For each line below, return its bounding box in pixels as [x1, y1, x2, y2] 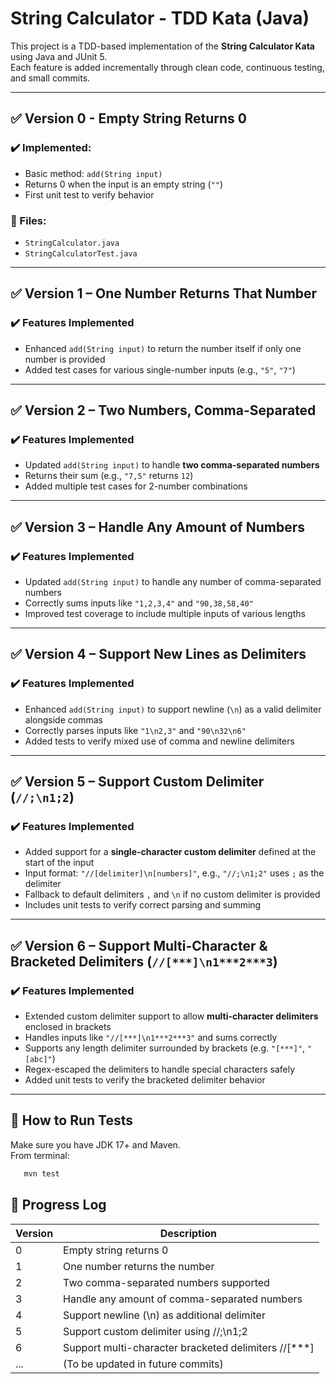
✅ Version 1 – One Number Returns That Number [10, 285, 318, 302]
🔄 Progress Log [10, 1197, 107, 1214]
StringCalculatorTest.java [24, 248, 138, 259]
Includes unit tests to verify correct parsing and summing [24, 899, 262, 911]
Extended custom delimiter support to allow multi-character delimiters [24, 1010, 319, 1022]
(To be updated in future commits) [63, 1357, 224, 1371]
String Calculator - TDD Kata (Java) [10, 7, 310, 30]
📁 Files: [10, 213, 47, 227]
